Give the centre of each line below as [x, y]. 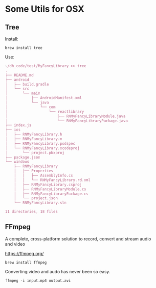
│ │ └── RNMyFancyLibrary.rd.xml [52, 180]
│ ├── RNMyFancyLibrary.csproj [48, 184]
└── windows [17, 162]
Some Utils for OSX [45, 9]
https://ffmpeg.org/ [24, 253]
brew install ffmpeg [26, 262]
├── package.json [23, 157]
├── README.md [20, 75]
